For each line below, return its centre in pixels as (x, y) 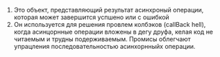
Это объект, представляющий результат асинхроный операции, (109, 10)
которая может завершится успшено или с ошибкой (92, 17)
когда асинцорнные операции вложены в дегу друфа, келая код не (113, 32)
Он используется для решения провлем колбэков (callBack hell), (110, 24)
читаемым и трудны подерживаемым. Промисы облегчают (102, 39)
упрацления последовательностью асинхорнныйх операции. (104, 46)
